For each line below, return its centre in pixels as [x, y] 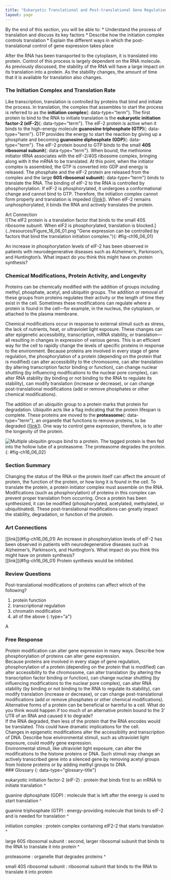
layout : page [19, 15]
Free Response [24, 639]
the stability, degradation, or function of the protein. [59, 514]
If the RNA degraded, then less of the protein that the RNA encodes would [83, 721]
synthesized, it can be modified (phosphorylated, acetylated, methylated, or [85, 504]
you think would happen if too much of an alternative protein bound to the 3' [85, 710]
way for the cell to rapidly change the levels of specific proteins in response [85, 346]
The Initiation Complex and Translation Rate [61, 90]
